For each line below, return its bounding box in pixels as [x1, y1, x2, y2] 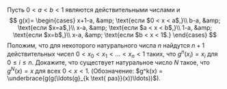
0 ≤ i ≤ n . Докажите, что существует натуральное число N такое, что [7, 58, 211, 67]
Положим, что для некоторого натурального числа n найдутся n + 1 [7, 41, 205, 50]
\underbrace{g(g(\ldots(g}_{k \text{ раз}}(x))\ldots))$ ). [7, 74, 161, 82]
